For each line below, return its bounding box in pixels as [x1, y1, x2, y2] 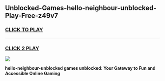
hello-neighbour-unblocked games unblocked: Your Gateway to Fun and [5, 65, 156, 71]
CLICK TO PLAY [5, 27, 43, 33]
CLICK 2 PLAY [5, 45, 39, 52]
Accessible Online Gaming [5, 70, 60, 76]
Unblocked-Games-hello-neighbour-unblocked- [5, 4, 157, 12]
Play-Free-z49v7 [5, 12, 58, 20]
